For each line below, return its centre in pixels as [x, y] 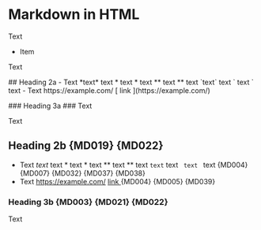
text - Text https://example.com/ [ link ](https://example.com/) [110, 90]
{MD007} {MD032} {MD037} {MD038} [83, 173]
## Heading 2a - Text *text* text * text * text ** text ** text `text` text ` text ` [131, 82]
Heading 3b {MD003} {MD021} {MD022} [88, 202]
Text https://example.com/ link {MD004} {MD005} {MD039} [117, 181]
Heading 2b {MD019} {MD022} [86, 146]
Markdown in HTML [74, 15]
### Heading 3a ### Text [50, 106]
